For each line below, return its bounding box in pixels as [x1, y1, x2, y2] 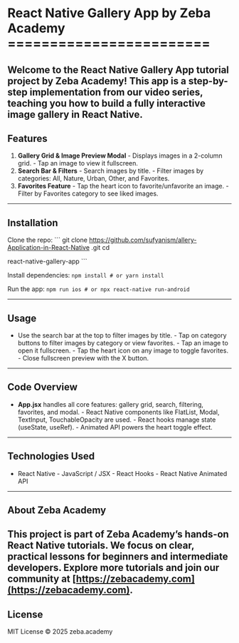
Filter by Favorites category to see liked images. [17, 189, 159, 198]
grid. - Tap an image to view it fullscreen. [17, 159, 139, 168]
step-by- [188, 75, 229, 87]
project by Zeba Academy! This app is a [7, 75, 186, 87]
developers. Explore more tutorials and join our [7, 562, 220, 574]
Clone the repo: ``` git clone [7, 236, 87, 244]
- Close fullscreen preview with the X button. [17, 354, 149, 363]
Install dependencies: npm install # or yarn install [7, 271, 164, 280]
